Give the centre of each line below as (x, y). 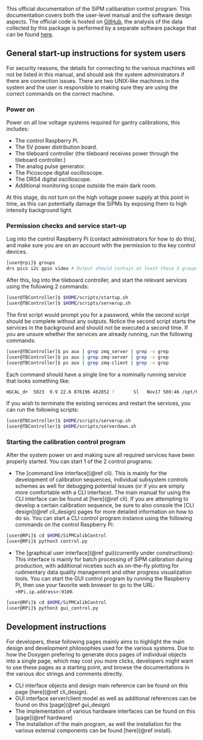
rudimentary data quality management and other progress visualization (103, 572)
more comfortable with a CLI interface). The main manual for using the (102, 493)
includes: (18, 129)
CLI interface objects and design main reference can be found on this (101, 685)
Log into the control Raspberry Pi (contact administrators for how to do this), (101, 239)
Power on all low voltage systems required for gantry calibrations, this (93, 123)
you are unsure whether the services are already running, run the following (99, 334)
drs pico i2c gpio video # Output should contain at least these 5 (93, 268)
